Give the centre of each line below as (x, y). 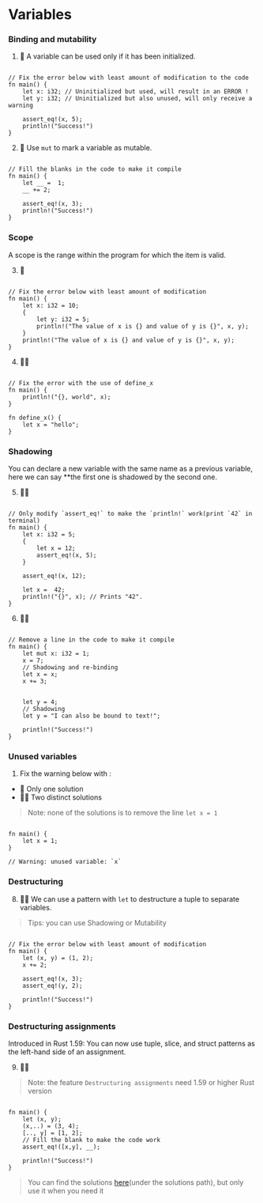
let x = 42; (44, 590)
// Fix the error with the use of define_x (81, 383)
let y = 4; (40, 702)
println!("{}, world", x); (67, 397)
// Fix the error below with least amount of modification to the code (128, 78)
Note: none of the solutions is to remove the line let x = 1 (122, 813)
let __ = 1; (44, 183)
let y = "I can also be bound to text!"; (91, 716)
